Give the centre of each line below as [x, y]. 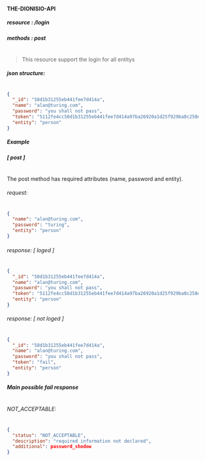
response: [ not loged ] [36, 319]
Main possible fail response [43, 387]
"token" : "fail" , [34, 362]
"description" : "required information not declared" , [82, 441]
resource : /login [28, 23]
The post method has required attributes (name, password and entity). [95, 179]
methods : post [26, 38]
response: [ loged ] [31, 250]
